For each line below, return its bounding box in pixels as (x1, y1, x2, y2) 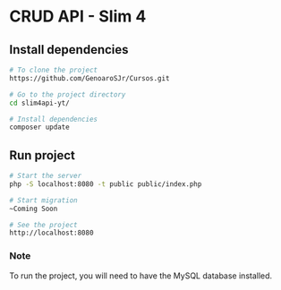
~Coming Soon (9, 204, 58, 213)
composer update (9, 123, 70, 132)
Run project (9, 148, 76, 163)
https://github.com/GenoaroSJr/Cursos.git (9, 73, 170, 82)
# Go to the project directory (9, 90, 126, 99)
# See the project (9, 220, 78, 229)
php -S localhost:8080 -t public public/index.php (9, 179, 202, 189)
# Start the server (9, 172, 82, 181)
